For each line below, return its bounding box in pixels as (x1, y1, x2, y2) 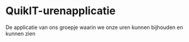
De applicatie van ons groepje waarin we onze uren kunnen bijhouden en (5, 24, 184, 31)
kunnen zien (5, 30, 36, 37)
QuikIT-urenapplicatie (5, 4, 116, 18)
